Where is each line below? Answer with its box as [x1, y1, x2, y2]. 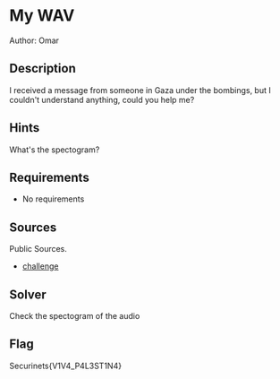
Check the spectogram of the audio [9, 311, 140, 321]
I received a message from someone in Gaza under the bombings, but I [9, 84, 271, 95]
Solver [9, 287, 47, 302]
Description [9, 61, 76, 76]
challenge [21, 261, 59, 271]
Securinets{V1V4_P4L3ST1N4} [9, 360, 123, 371]
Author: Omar [9, 35, 60, 46]
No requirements [21, 194, 85, 204]
